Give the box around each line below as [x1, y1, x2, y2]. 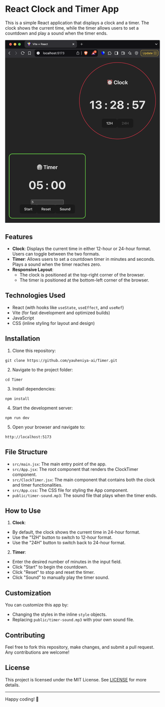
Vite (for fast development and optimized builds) [12, 310, 110, 316]
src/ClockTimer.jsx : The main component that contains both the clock [12, 477, 156, 483]
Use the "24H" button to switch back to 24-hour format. [12, 540, 126, 546]
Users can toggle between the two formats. [12, 251, 101, 257]
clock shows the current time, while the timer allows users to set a [5, 25, 139, 31]
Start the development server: [12, 405, 73, 411]
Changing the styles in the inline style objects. [12, 611, 107, 617]
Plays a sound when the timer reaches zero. [12, 261, 102, 267]
